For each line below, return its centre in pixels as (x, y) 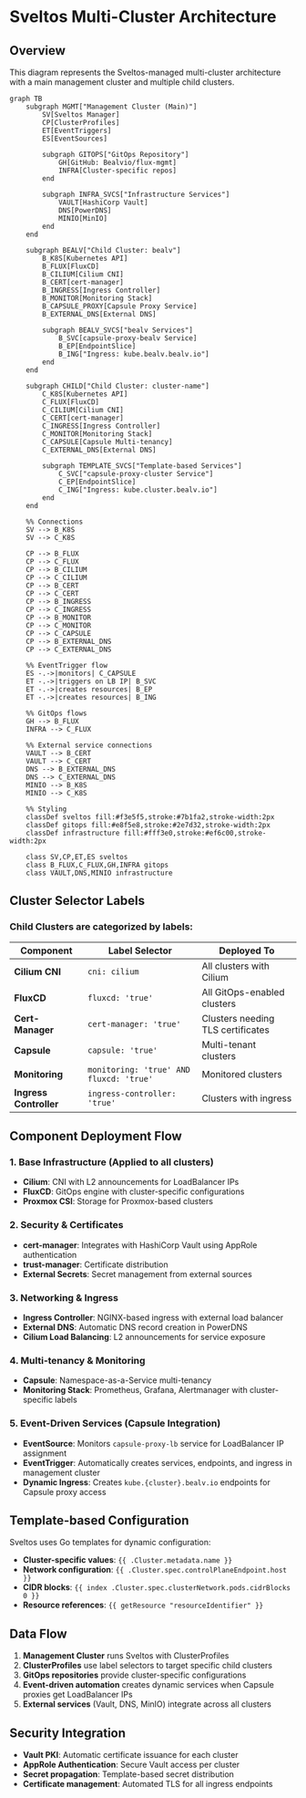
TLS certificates (236, 1030)
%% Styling (46, 809)
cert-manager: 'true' (134, 1024)
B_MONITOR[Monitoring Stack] (97, 298)
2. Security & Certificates (66, 1225)
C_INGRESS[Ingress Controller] (102, 426)
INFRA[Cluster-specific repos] (117, 171)
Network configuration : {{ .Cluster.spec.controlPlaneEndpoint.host (154, 1570)
